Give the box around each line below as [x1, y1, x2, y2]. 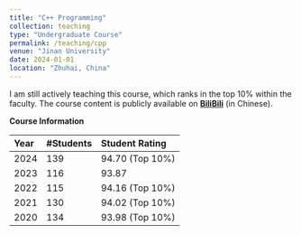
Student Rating [100, 136, 167, 149]
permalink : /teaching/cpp [9, 38, 106, 48]
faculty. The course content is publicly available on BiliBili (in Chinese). [9, 98, 273, 108]
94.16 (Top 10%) [100, 182, 176, 194]
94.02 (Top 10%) [100, 196, 176, 209]
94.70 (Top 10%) [100, 152, 176, 164]
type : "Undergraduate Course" [9, 30, 123, 39]
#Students [46, 136, 93, 149]
